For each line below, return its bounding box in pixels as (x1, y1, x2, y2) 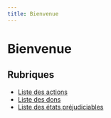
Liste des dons (17, 95, 61, 103)
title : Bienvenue (7, 10, 59, 18)
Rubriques (7, 69, 55, 81)
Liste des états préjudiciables (17, 102, 104, 111)
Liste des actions (17, 88, 68, 96)
